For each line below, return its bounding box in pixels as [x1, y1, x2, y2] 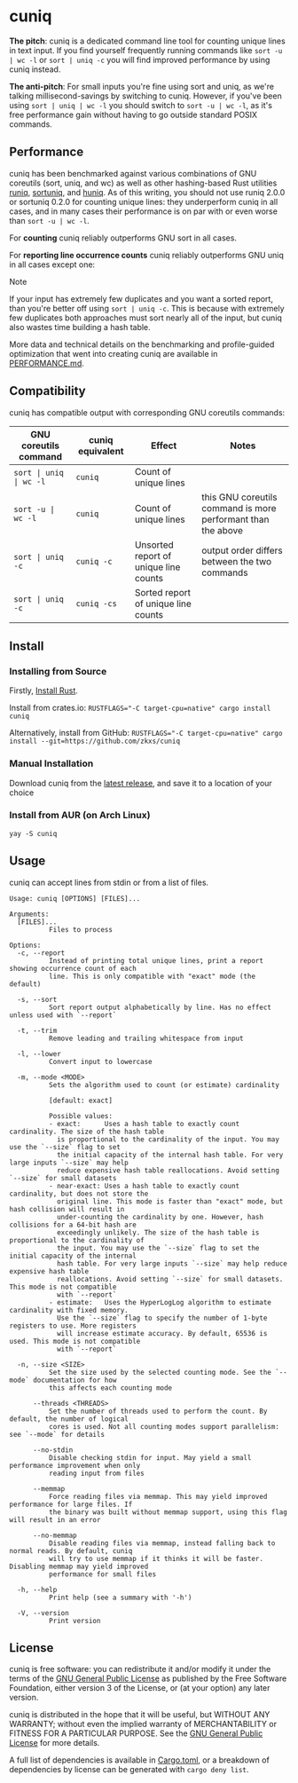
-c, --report [17, 948, 66, 958]
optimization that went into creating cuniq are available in [9, 348, 218, 359]
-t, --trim [17, 1026, 58, 1035]
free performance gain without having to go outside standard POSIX [9, 109, 258, 120]
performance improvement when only [9, 1461, 141, 1470]
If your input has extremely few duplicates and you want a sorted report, [9, 293, 273, 304]
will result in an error [9, 1515, 101, 1524]
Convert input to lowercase [48, 1057, 153, 1066]
